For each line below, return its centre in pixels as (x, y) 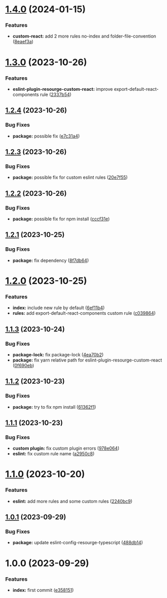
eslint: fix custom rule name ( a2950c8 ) (53, 454)
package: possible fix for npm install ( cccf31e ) (61, 219)
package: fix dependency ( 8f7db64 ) (51, 260)
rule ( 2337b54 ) (56, 94)
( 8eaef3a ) (23, 42)
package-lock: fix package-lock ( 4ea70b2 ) (58, 354)
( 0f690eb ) (23, 365)
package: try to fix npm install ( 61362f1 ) (54, 407)
